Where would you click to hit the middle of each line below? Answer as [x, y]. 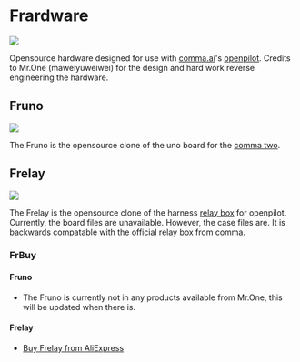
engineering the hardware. [59, 77]
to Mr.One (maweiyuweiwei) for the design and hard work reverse [132, 67]
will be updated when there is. [79, 307]
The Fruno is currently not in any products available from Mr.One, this [153, 297]
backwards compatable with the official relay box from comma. [128, 232]
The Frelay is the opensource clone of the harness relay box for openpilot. [148, 212]
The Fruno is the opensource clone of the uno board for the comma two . [145, 145]
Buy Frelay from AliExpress [73, 347]
